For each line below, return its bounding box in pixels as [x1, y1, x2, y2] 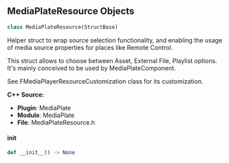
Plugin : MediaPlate [17, 103, 72, 112]
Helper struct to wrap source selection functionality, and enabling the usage [7, 36, 223, 44]
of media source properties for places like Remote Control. [7, 43, 173, 51]
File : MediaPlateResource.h [17, 118, 95, 126]
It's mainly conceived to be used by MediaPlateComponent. [7, 64, 177, 72]
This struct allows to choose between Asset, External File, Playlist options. [7, 56, 218, 64]
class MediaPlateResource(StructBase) [7, 23, 118, 30]
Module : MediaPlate [17, 111, 75, 119]
